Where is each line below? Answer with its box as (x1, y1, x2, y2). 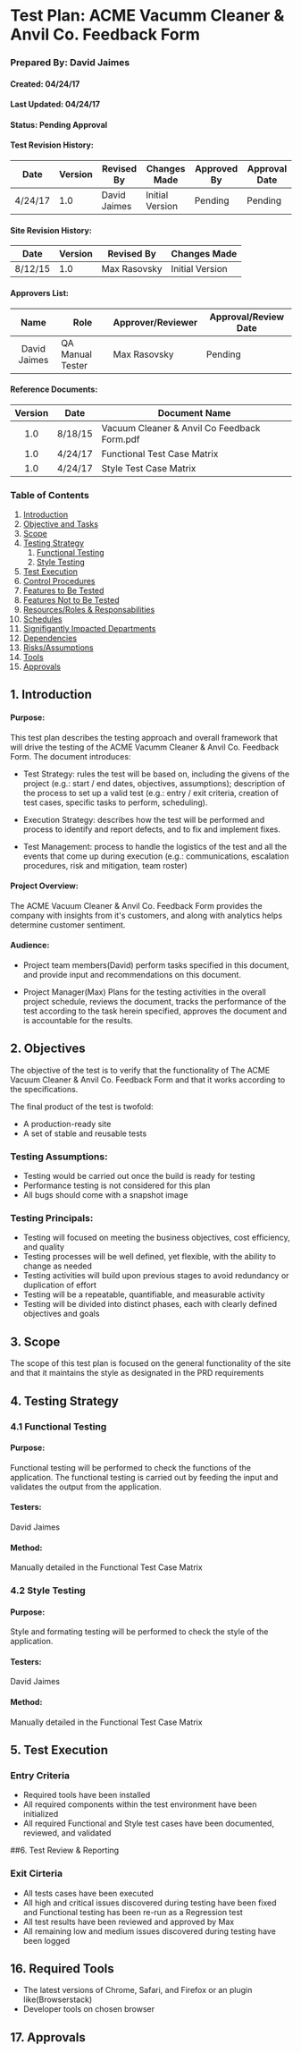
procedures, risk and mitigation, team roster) (22, 860, 188, 870)
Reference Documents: (10, 384, 98, 394)
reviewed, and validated (22, 1828, 112, 1838)
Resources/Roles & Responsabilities (22, 605, 155, 615)
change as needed (22, 1260, 92, 1271)
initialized (22, 1809, 59, 1820)
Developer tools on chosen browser (22, 2004, 155, 2015)
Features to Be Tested (22, 585, 105, 596)
